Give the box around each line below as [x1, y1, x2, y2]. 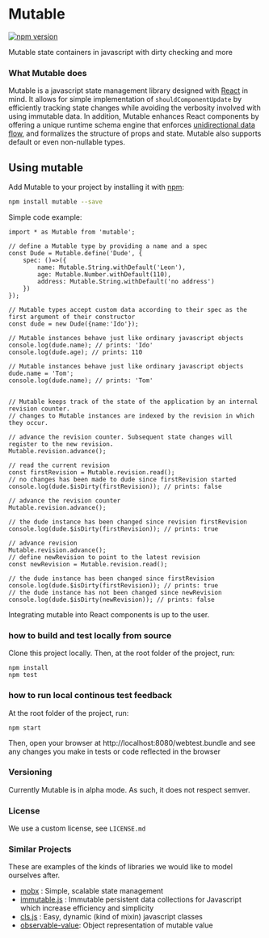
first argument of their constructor [8, 313, 136, 321]
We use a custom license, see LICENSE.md [8, 823, 146, 833]
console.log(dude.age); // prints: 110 [8, 348, 143, 356]
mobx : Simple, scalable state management [19, 886, 164, 896]
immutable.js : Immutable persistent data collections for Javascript [19, 894, 242, 905]
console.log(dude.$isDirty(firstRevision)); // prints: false [8, 482, 222, 490]
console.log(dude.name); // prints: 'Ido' [8, 341, 153, 349]
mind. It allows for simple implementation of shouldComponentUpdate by [8, 95, 242, 104]
